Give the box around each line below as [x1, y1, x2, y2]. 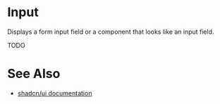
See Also [7, 66, 61, 82]
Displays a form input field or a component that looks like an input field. [7, 27, 214, 36]
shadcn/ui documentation [17, 89, 92, 97]
